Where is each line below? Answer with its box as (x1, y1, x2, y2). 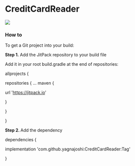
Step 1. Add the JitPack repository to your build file (5, 52, 106, 58)
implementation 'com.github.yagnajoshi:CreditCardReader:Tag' (5, 146, 131, 152)
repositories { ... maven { (5, 80, 54, 86)
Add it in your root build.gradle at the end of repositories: (5, 61, 119, 67)
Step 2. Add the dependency (5, 128, 63, 133)
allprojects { (5, 71, 29, 76)
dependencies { (5, 137, 37, 143)
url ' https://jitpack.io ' (5, 90, 47, 95)
